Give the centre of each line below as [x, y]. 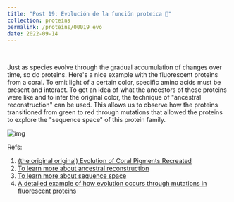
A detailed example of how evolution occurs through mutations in [112, 184]
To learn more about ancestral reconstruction [83, 168]
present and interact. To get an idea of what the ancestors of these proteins [117, 90]
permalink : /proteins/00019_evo [55, 27]
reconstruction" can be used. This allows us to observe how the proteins [113, 105]
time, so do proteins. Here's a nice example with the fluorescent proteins [113, 75]
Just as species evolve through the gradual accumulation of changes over [115, 67]
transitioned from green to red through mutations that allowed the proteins [115, 112]
